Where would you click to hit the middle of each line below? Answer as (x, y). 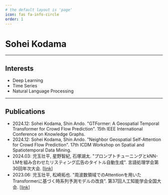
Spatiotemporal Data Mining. (42, 150)
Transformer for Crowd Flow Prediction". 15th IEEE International (77, 128)
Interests (19, 68)
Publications (25, 111)
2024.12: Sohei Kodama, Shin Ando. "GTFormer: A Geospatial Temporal (86, 123)
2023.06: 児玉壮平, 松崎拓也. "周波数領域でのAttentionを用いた (77, 174)
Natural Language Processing (43, 91)
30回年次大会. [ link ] (33, 168)
